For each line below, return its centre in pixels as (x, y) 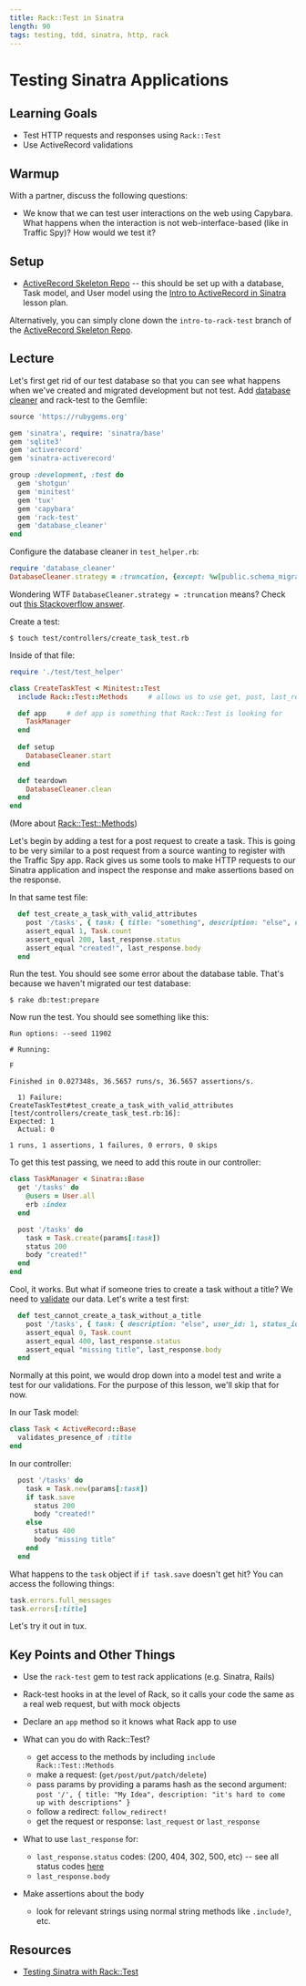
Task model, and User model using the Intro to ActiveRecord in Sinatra (154, 293)
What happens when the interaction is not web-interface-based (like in (155, 223)
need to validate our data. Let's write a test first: (99, 1299)
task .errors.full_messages (61, 1600)
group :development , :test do (67, 475)
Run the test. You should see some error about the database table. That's (147, 974)
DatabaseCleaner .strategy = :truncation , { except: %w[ (116, 577)
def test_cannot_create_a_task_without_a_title (110, 1316)
